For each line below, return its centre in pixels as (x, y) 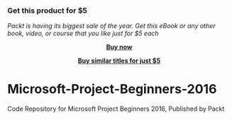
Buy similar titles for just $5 (119, 61)
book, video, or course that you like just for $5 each (83, 33)
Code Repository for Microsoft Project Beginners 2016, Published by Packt (116, 109)
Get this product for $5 (47, 11)
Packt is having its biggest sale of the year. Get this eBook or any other (111, 26)
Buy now (119, 47)
